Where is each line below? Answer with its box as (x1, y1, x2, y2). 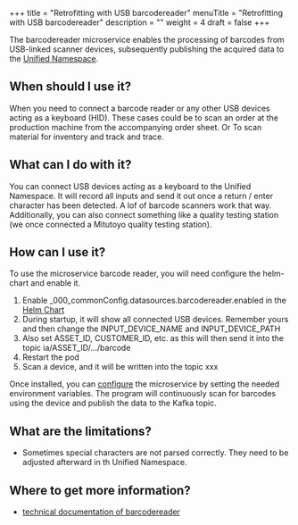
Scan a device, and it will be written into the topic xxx (21, 362, 219, 372)
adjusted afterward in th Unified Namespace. (21, 457, 187, 468)
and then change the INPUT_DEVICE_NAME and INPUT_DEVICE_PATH (21, 323, 281, 334)
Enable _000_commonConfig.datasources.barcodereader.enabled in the (21, 295, 287, 306)
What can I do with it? (9, 157, 132, 172)
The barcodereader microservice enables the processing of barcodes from (9, 35, 286, 45)
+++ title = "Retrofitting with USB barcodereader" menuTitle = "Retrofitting (9, 8, 284, 18)
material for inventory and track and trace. (9, 131, 165, 142)
